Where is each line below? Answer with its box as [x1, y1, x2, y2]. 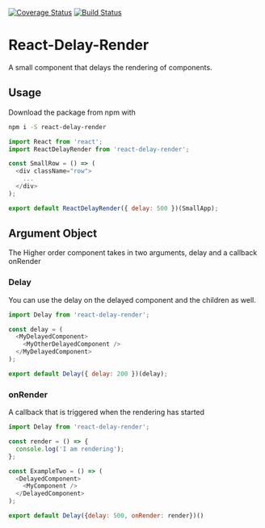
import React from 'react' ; [8, 137, 103, 145]
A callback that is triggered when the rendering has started [8, 408, 204, 417]
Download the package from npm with [8, 107, 136, 117]
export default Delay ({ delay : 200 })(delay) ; [8, 370, 168, 378]
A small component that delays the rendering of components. [8, 62, 212, 72]
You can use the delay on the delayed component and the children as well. [8, 295, 257, 304]
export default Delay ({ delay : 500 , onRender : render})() [8, 512, 204, 520]
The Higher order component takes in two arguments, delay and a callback [8, 248, 258, 258]
